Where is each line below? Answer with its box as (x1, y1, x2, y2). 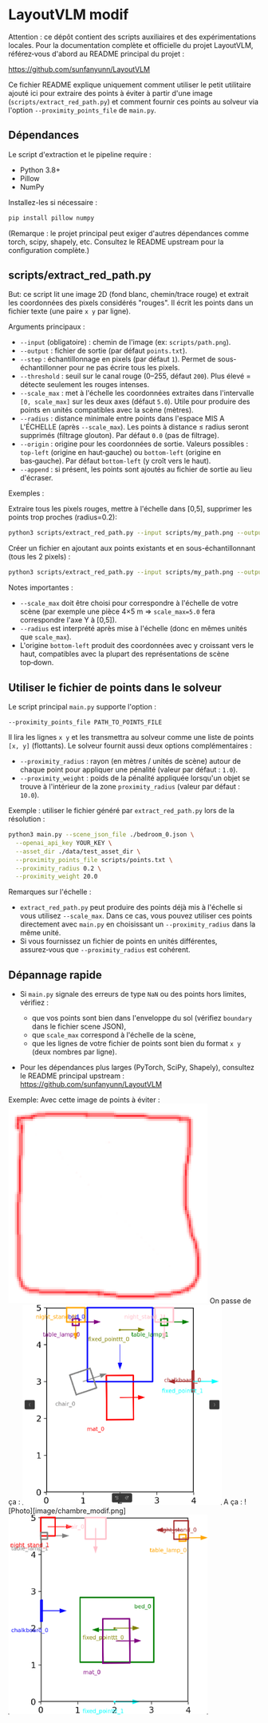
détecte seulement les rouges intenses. (19, 380, 150, 389)
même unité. (19, 928, 61, 938)
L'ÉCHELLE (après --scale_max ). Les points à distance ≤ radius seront (19, 422, 249, 432)
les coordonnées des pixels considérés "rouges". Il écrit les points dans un (8, 298, 254, 308)
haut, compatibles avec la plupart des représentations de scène (19, 649, 230, 659)
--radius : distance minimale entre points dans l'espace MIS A (19, 413, 225, 424)
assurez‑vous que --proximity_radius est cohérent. (19, 945, 191, 954)
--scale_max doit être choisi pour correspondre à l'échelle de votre (19, 599, 238, 608)
